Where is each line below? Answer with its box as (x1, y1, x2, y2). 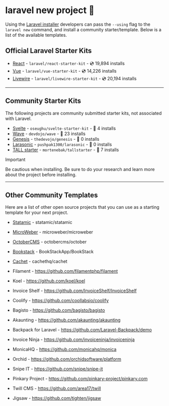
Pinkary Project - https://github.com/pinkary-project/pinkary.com (12, 376, 148, 382)
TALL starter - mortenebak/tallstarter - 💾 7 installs (12, 146, 119, 153)
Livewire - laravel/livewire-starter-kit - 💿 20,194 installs (12, 75, 137, 81)
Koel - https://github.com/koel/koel (12, 278, 86, 284)
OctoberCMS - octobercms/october (12, 239, 87, 245)
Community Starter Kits (5, 97, 81, 105)
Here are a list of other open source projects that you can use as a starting (5, 204, 159, 210)
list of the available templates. (5, 32, 67, 38)
